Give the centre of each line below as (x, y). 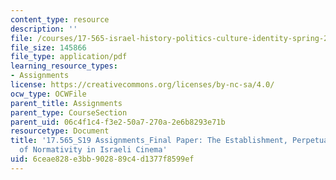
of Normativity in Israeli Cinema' (93, 150)
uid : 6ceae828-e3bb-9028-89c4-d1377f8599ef (102, 159)
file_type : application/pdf (69, 57)
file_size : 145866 (48, 47)
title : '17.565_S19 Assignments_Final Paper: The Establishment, (149, 141)
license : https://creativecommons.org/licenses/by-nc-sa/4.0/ (142, 85)
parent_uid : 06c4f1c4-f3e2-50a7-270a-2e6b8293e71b (118, 122)
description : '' (44, 29)
